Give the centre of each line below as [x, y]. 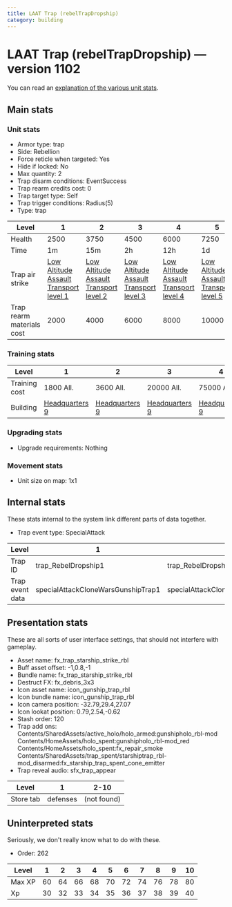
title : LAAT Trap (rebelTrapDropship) [63, 13]
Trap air [23, 275]
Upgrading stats [35, 432]
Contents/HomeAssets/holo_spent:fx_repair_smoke [90, 748]
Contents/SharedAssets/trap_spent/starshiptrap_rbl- [92, 755]
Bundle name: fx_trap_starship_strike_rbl [75, 675]
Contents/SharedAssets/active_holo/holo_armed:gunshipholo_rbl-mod [117, 734]
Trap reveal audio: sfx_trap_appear [66, 770]
